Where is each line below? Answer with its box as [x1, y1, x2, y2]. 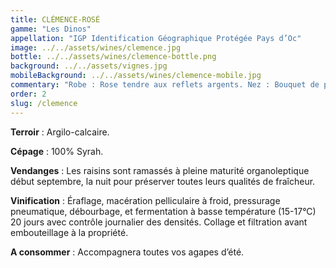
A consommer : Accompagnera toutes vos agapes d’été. [10, 246, 245, 258]
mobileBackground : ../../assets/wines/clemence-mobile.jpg [10, 71, 262, 81]
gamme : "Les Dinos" [10, 24, 92, 34]
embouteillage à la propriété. [10, 226, 129, 238]
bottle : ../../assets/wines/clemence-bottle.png [10, 52, 217, 62]
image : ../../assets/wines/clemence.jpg [10, 42, 182, 53]
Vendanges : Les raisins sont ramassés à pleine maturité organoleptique [10, 164, 310, 176]
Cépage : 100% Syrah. [10, 145, 104, 157]
